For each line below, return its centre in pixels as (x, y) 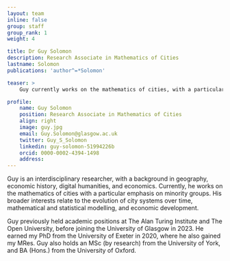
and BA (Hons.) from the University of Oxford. (72, 251)
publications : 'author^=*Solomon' (56, 70)
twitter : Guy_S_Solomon (53, 140)
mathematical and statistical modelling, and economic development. (103, 208)
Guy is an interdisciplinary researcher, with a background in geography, (108, 179)
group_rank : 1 (27, 33)
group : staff (26, 26)
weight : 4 (21, 39)
